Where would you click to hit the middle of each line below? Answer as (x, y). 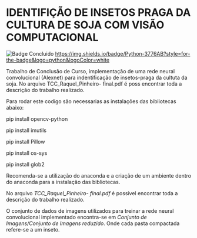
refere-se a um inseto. (33, 229)
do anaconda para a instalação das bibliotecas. (63, 182)
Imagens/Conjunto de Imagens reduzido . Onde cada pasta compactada (93, 223)
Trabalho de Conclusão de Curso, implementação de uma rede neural (91, 71)
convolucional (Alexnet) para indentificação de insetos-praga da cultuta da (97, 77)
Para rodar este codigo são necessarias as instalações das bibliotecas (91, 101)
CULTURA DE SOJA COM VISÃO (85, 25)
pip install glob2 (26, 164)
